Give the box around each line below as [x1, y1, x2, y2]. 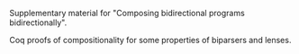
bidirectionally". [9, 17, 68, 28]
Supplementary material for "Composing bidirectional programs [9, 8, 245, 18]
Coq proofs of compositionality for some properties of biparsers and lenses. [9, 35, 292, 45]
